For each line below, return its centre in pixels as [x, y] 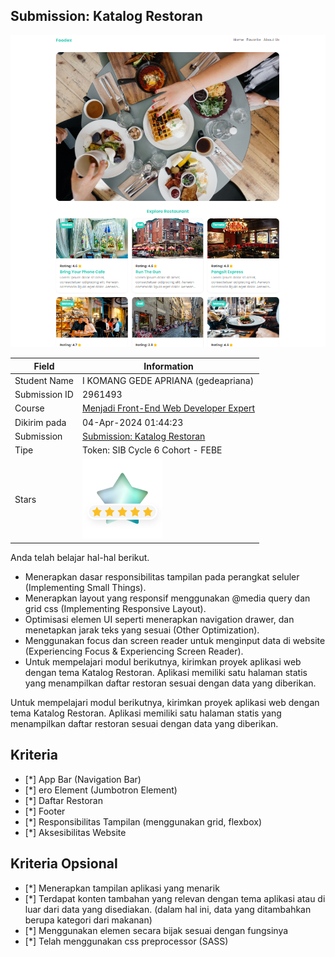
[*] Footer [45, 811]
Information [168, 366]
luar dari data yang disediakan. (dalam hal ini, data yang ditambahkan [168, 909]
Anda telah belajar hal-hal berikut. [80, 557]
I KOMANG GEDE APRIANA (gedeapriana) [168, 380]
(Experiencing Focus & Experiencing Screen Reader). [134, 651]
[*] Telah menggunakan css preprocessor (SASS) [126, 941]
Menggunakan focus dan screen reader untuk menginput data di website [175, 640]
